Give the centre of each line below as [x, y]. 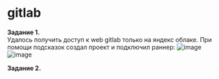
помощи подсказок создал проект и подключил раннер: [91, 47]
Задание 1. [24, 32]
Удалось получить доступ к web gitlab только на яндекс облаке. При [110, 39]
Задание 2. [24, 68]
